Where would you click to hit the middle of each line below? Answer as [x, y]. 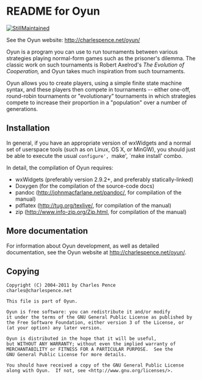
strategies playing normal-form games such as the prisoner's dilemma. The [101, 58]
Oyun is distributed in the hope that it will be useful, [81, 339]
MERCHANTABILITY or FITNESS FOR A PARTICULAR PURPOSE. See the [90, 350]
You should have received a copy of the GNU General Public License [95, 365]
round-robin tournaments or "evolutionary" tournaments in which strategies [101, 96]
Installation [28, 128]
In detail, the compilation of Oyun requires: [60, 167]
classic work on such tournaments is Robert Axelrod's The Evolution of [96, 65]
